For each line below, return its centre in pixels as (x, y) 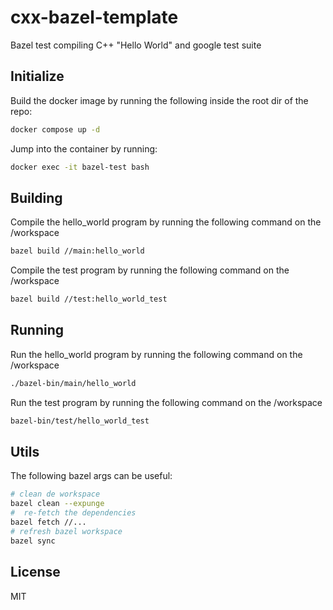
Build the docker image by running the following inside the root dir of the (159, 100)
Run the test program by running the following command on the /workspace (166, 402)
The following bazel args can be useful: (91, 476)
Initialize (37, 76)
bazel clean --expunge (57, 504)
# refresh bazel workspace (66, 531)
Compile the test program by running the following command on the (150, 270)
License (35, 572)
